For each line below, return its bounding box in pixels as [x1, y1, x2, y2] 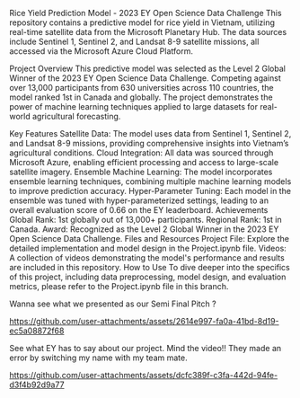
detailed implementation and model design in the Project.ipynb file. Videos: [9, 243, 287, 253]
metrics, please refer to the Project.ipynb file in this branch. [9, 281, 229, 291]
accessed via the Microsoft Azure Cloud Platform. [9, 46, 193, 57]
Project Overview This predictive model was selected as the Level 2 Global [9, 63, 286, 74]
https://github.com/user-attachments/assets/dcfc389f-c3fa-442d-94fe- [9, 370, 278, 380]
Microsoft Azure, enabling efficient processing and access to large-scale [9, 157, 279, 167]
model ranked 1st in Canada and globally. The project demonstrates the [9, 92, 273, 102]
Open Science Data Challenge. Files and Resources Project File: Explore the [9, 234, 290, 243]
